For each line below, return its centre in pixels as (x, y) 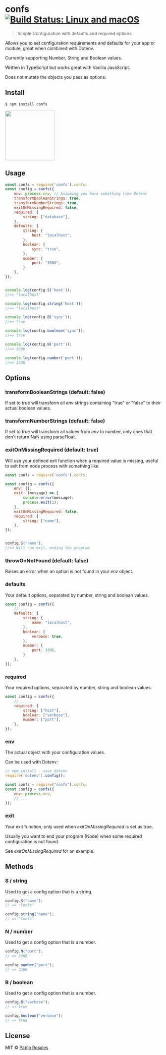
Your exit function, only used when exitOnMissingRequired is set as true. (79, 826)
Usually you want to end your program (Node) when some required (74, 836)
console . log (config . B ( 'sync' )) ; (38, 317)
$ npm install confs (27, 104)
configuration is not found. (32, 841)
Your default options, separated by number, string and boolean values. (77, 595)
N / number (19, 932)
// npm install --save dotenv (36, 771)
